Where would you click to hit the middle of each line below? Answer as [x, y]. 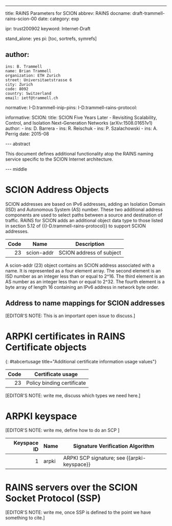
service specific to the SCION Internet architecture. [59, 159]
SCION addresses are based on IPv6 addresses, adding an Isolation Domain [85, 204]
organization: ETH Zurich [33, 75]
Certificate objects [46, 347]
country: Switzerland [28, 93]
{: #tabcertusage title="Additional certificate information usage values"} [81, 361]
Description [90, 244]
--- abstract [18, 144]
